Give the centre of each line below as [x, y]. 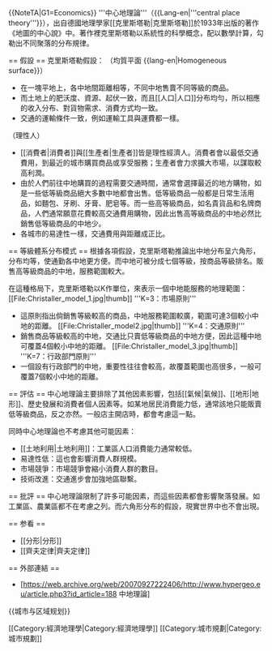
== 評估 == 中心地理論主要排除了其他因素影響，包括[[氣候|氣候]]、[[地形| [130, 394]
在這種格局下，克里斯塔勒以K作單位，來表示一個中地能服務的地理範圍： [128, 288]
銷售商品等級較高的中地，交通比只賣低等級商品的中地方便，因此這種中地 [140, 336]
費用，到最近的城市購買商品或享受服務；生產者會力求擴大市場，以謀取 [137, 163]
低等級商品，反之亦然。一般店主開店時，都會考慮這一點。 [104, 414]
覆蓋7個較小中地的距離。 [61, 377]
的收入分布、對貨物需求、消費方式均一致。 [91, 108]
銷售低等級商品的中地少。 [63, 223]
